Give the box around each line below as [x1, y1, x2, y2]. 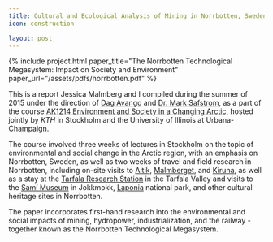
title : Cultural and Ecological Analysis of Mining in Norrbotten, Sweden [8, 11, 267, 20]
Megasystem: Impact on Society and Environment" [8, 65, 179, 75]
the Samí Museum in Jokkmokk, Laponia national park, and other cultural [8, 183, 253, 192]
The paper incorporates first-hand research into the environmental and [8, 207, 246, 217]
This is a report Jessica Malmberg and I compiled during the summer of [8, 89, 249, 99]
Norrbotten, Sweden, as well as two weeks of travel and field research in [8, 157, 252, 166]
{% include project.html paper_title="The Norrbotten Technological [8, 56, 233, 66]
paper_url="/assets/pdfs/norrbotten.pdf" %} [8, 74, 157, 84]
